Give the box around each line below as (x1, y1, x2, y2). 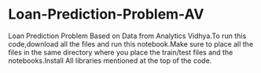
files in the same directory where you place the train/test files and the (8, 47, 233, 57)
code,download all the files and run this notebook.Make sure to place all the (8, 39, 254, 48)
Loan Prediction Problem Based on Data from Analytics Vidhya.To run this (8, 31, 247, 40)
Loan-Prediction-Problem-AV (8, 5, 204, 23)
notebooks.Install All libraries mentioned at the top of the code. (8, 56, 212, 65)
